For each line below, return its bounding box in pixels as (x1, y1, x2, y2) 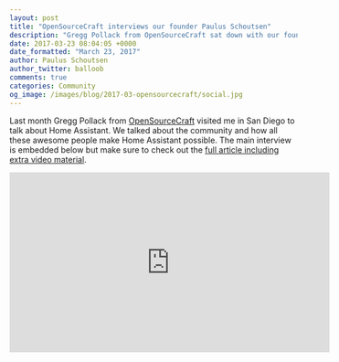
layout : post (9, 13, 59, 23)
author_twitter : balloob (9, 65, 104, 74)
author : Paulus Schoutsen (9, 56, 108, 65)
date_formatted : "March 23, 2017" (9, 48, 142, 57)
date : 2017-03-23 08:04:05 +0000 (9, 38, 137, 48)
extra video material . (9, 154, 87, 165)
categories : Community (9, 81, 96, 90)
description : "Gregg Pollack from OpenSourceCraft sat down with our (9, 30, 281, 39)
